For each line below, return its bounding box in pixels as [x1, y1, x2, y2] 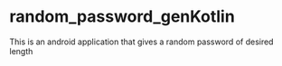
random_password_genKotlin [9, 6, 235, 27]
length [9, 45, 33, 56]
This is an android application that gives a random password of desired [9, 36, 274, 47]
